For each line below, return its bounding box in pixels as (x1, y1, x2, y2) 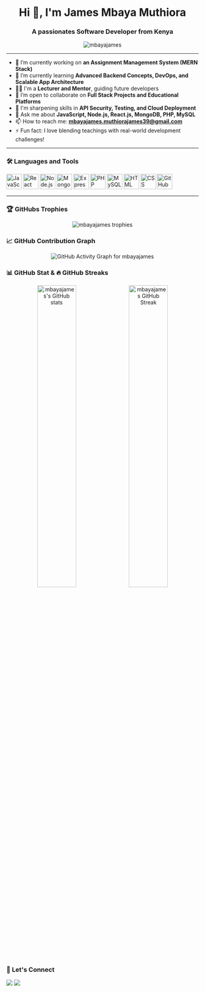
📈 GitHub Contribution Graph (6, 237, 96, 245)
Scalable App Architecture (15, 78, 84, 86)
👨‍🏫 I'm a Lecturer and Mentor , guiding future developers (15, 85, 159, 92)
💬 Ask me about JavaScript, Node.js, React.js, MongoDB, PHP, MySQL (15, 111, 196, 118)
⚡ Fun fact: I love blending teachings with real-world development (15, 127, 181, 134)
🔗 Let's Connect (6, 965, 55, 974)
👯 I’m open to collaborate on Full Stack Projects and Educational (15, 91, 179, 99)
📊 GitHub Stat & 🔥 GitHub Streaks (6, 269, 109, 277)
